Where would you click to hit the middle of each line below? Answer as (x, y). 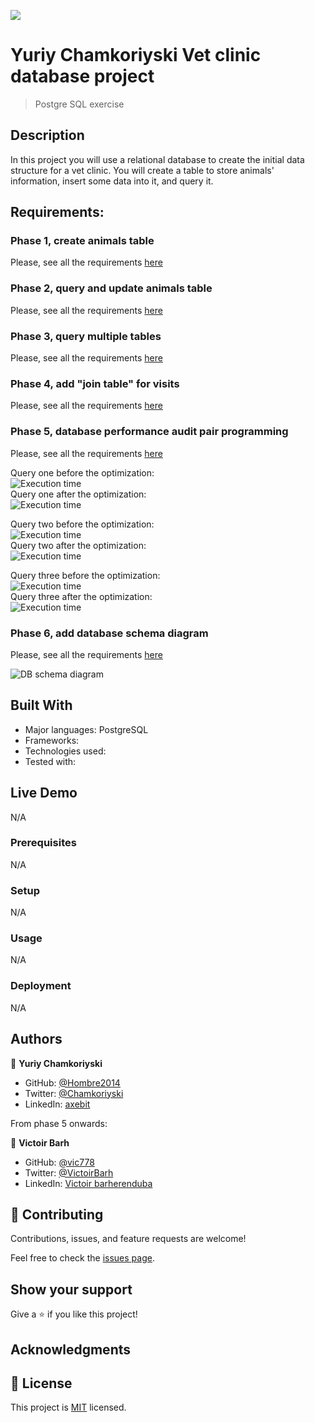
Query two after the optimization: (78, 545)
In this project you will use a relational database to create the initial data (157, 159)
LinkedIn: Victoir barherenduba (88, 1183)
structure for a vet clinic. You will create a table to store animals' (142, 170)
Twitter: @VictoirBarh (69, 1172)
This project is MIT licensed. (68, 1407)
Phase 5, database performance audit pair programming (149, 432)
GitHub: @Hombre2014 (72, 1082)
